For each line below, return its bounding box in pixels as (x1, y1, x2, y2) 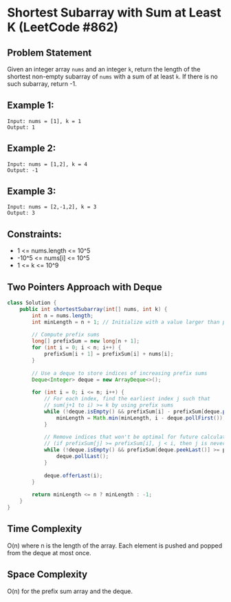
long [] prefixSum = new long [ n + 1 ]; (32, 338, 140, 345)
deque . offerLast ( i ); (43, 472, 103, 479)
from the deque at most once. (7, 548, 91, 557)
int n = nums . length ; (32, 312, 94, 319)
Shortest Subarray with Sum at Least (7, 5, 221, 21)
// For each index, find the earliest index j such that (43, 396, 211, 402)
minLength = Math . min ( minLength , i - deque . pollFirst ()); (56, 414, 226, 421)
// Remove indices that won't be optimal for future (43, 433, 198, 441)
